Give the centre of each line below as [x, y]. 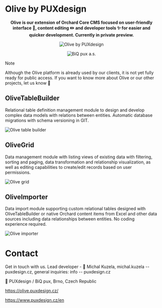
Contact [22, 253]
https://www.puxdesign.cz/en [35, 300]
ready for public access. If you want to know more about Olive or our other [80, 78]
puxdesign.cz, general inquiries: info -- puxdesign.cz [58, 272]
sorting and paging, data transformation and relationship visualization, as [78, 162]
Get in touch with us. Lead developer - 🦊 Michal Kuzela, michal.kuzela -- [77, 267]
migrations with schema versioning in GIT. [47, 120]
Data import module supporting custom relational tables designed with [75, 209]
